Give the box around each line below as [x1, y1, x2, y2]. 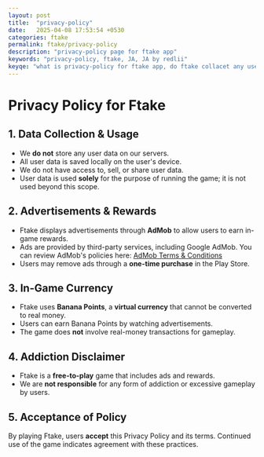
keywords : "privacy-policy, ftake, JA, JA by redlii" [8, 56, 189, 64]
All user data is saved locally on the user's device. [19, 156, 182, 166]
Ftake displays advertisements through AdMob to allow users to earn [19, 225, 244, 235]
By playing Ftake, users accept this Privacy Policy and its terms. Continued [8, 431, 251, 441]
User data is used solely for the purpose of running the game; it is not [19, 174, 246, 183]
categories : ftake [8, 33, 68, 42]
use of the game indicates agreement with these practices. [8, 440, 199, 448]
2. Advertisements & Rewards [8, 205, 157, 218]
